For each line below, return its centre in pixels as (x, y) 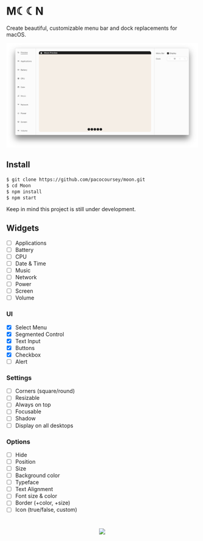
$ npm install (24, 192)
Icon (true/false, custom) (46, 510)
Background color (37, 475)
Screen (24, 291)
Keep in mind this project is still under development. (71, 209)
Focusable (28, 411)
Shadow (26, 419)
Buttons (25, 347)
